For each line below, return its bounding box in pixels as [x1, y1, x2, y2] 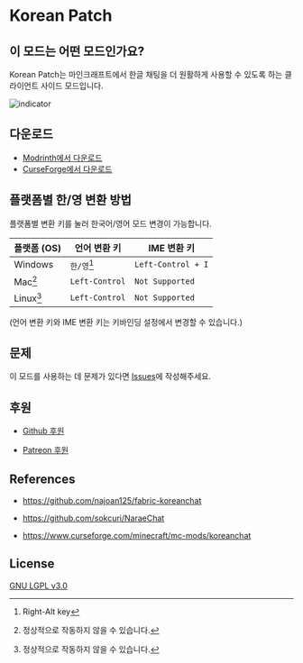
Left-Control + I [133, 259, 209, 270]
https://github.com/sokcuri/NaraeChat [22, 513, 165, 523]
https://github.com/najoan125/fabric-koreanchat [22, 495, 202, 506]
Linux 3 [14, 290, 42, 304]
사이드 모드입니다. [40, 80, 104, 91]
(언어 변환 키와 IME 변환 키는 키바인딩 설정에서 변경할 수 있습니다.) [9, 316, 243, 327]
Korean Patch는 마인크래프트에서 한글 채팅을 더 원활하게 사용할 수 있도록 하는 [9, 69, 283, 79]
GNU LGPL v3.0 [9, 580, 68, 591]
